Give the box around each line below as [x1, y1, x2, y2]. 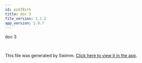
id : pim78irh [5, 7, 31, 12]
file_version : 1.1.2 [5, 16, 47, 21]
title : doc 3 [5, 12, 31, 16]
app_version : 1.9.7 [5, 20, 44, 26]
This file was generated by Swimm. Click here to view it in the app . [5, 53, 138, 59]
